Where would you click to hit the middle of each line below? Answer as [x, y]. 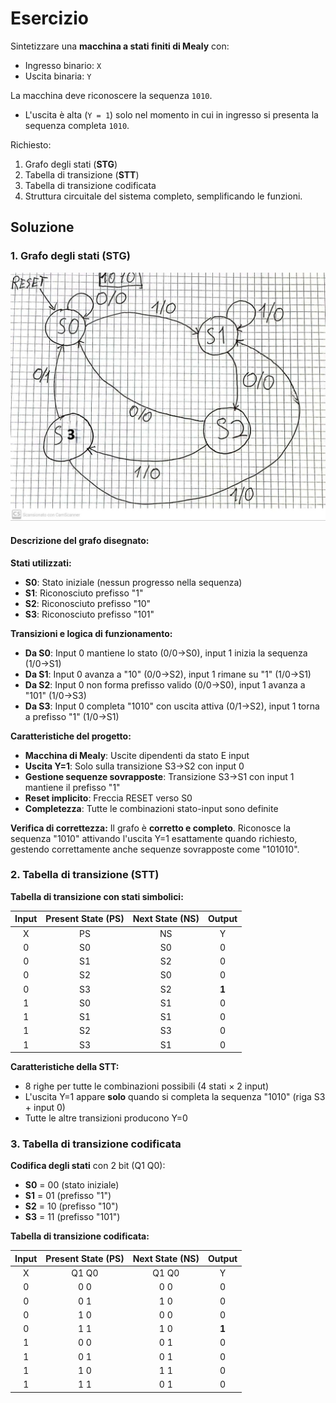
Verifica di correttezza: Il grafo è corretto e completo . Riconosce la [151, 828]
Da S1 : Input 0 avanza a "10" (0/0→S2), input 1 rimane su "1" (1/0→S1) [168, 674]
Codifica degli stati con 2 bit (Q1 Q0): [88, 1166]
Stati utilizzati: [41, 563]
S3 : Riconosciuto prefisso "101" [89, 614]
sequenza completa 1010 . [77, 125]
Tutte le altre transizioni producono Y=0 [106, 1118]
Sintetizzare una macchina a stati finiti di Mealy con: [120, 46]
